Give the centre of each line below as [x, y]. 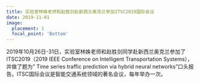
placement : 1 [28, 28]
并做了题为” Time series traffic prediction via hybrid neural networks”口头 [97, 67]
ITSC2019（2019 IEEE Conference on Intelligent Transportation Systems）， [99, 59]
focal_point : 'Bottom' [40, 34]
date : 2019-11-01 [28, 17]
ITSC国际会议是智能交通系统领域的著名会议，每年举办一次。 [92, 74]
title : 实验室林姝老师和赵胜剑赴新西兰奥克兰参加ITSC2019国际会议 [80, 12]
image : [14, 23]
